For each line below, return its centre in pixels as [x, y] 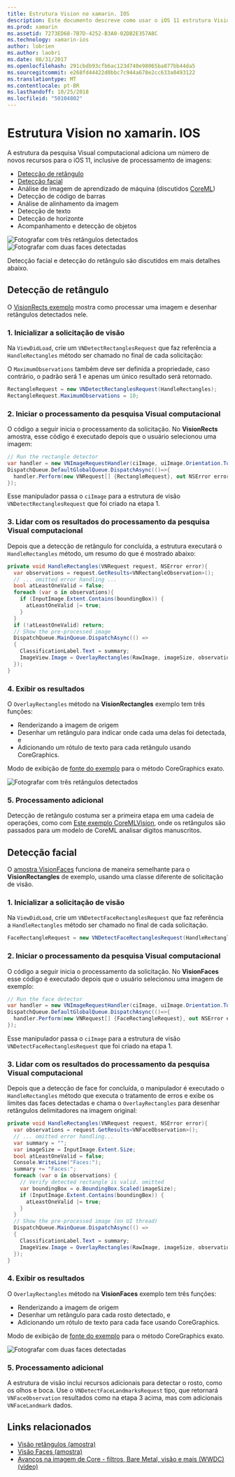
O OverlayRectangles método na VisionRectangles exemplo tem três [106, 704]
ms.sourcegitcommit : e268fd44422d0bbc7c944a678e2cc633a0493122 [101, 72]
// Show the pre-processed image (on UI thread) [86, 1222]
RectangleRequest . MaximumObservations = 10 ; [73, 396]
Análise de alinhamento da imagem [68, 203]
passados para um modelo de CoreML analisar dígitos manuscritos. [105, 830]
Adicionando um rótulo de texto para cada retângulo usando [104, 747]
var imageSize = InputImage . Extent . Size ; [75, 1149]
